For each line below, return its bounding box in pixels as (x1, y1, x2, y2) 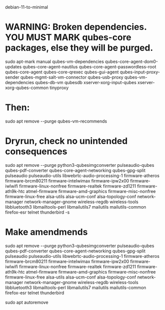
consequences (5, 146, 67, 157)
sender (5, 74, 20, 80)
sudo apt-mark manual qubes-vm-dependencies (5, 59, 104, 64)
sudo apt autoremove (5, 299, 48, 305)
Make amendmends (5, 226, 88, 238)
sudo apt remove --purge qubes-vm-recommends (5, 118, 107, 124)
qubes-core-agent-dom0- (105, 59, 159, 64)
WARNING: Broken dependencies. (5, 22, 147, 32)
